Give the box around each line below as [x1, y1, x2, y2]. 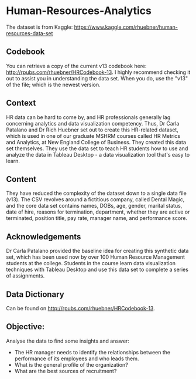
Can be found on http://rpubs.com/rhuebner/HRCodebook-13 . [6, 305, 155, 312]
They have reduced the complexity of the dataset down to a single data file [6, 189, 187, 197]
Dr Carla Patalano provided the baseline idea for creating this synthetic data [6, 248, 189, 255]
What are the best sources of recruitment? [14, 367, 117, 374]
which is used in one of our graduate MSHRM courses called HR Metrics [6, 132, 180, 139]
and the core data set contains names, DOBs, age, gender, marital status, [6, 202, 183, 209]
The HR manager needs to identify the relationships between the [14, 348, 171, 356]
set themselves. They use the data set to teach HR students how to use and [6, 145, 188, 152]
